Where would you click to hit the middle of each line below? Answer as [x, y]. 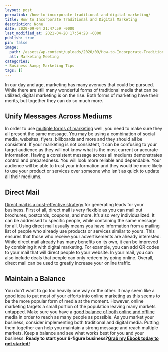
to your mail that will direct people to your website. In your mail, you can [79, 252]
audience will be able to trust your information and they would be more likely [84, 165]
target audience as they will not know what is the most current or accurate [82, 150]
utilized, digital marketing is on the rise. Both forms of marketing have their [82, 95]
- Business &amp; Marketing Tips [40, 66]
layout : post [19, 10]
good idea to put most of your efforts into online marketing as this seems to [83, 296]
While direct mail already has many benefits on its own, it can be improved [82, 242]
